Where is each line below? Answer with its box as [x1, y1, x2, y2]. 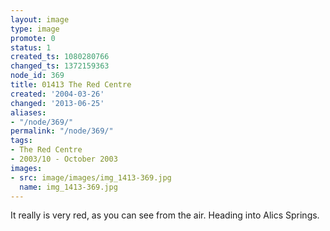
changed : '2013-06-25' [10, 98, 105, 108]
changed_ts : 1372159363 [10, 61, 110, 71]
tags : [10, 136, 33, 146]
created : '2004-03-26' [10, 89, 105, 99]
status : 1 [10, 42, 52, 53]
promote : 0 [10, 33, 56, 43]
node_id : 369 [10, 71, 65, 81]
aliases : [10, 107, 47, 118]
